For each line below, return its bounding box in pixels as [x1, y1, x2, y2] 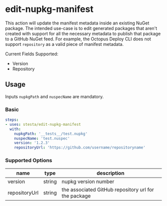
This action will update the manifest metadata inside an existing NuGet [5, 20, 150, 26]
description [96, 170, 125, 177]
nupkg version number [61, 178, 114, 185]
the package [61, 193, 91, 200]
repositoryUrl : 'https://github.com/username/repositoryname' [14, 145, 146, 150]
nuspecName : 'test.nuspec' [14, 136, 70, 141]
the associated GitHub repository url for [61, 186, 154, 193]
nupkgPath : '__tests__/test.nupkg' [14, 131, 88, 136]
